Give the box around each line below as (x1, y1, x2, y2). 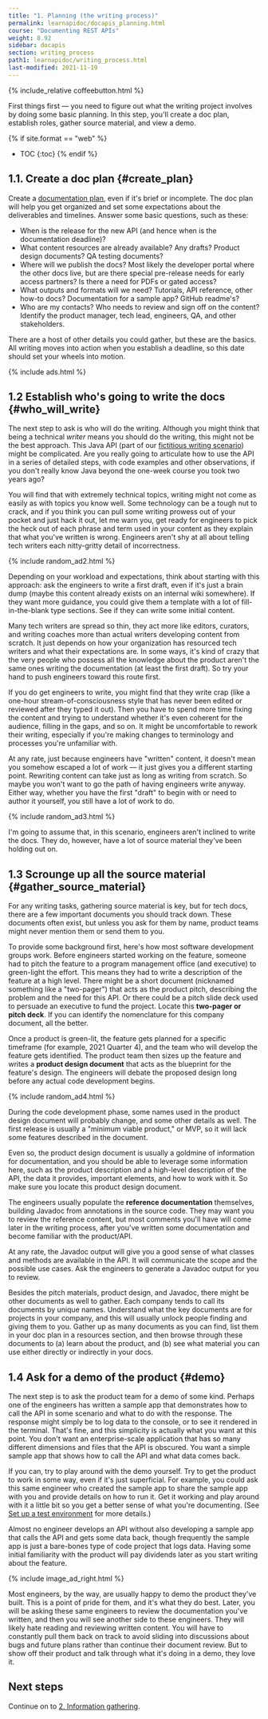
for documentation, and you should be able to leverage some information (8, 1157, 248, 1166)
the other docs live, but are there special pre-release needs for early (19, 268, 245, 278)
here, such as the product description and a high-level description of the (8, 1165, 247, 1174)
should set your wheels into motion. (8, 351, 126, 361)
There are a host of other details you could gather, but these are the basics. (8, 335, 257, 344)
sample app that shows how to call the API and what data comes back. (8, 1451, 241, 1460)
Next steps (8, 1680, 64, 1693)
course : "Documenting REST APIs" (8, 26, 120, 34)
